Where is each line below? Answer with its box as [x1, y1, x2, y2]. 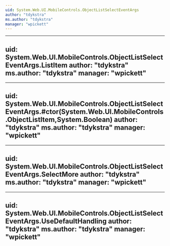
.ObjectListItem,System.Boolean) [5, 115, 113, 124]
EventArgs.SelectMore [5, 170, 79, 179]
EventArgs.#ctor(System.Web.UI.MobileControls [5, 107, 164, 116]
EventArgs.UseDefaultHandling [5, 217, 107, 226]
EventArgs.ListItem [5, 61, 68, 69]
